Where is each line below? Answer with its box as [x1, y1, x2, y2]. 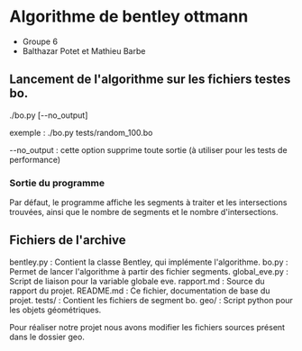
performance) [9, 154, 61, 165]
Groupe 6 [22, 36, 59, 47]
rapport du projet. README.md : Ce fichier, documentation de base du [9, 285, 270, 296]
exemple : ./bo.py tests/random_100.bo [9, 127, 153, 138]
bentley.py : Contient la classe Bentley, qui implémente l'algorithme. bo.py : [9, 256, 288, 267]
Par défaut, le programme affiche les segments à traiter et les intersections [9, 197, 288, 208]
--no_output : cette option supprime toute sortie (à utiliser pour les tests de [9, 144, 288, 155]
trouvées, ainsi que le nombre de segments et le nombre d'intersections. [9, 207, 279, 218]
